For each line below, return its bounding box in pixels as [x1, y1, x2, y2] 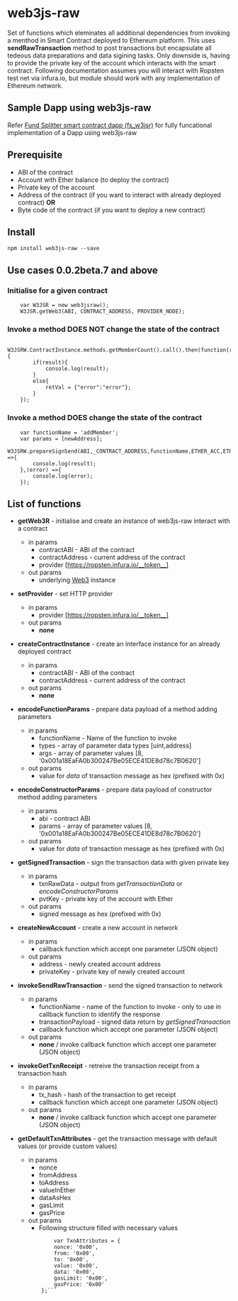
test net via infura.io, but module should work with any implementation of [7, 73, 221, 82]
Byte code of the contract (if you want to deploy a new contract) [17, 205, 205, 214]
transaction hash [17, 1069, 67, 1078]
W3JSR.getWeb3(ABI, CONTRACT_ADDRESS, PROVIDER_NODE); [20, 308, 186, 315]
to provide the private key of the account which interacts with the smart [7, 58, 216, 67]
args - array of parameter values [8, [38, 749, 144, 757]
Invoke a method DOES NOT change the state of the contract [7, 324, 220, 334]
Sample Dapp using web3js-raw [7, 102, 152, 114]
